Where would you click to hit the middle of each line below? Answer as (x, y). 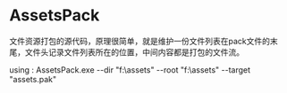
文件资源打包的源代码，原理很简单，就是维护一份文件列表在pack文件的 (140, 41)
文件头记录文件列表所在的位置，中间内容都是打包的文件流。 (134, 52)
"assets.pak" (33, 79)
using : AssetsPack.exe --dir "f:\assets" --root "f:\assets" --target (130, 70)
